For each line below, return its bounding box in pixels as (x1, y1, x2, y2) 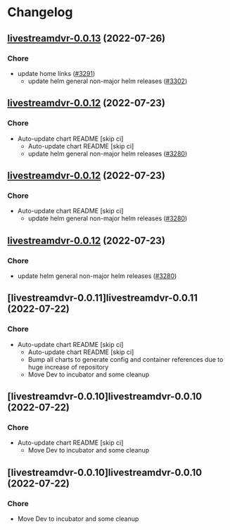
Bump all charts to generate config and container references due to (27, 355, 224, 363)
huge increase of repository (27, 362, 109, 371)
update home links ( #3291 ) (17, 69, 96, 77)
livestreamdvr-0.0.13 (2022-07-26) (7, 32, 166, 44)
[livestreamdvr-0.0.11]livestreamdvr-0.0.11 (7, 292, 198, 304)
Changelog (7, 4, 73, 20)
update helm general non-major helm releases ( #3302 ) (27, 77, 188, 85)
